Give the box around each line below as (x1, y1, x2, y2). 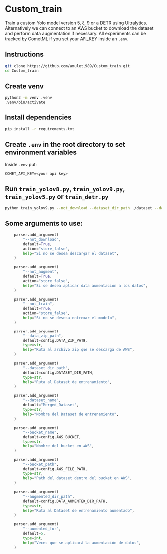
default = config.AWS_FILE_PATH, (23, 466, 88, 471)
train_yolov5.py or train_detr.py (5, 192, 109, 201)
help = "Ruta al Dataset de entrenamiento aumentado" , (23, 508, 135, 513)
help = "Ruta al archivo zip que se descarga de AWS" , (23, 347, 135, 352)
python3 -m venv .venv (5, 95, 52, 100)
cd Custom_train (5, 68, 39, 73)
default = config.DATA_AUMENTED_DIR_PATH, (23, 499, 108, 504)
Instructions (5, 50, 44, 59)
